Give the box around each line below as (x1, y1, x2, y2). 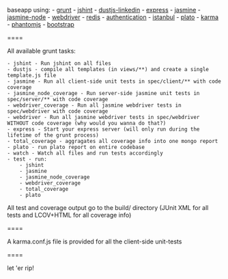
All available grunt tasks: (7, 47, 76, 55)
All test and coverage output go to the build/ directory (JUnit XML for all (7, 204, 209, 211)
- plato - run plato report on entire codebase (7, 144, 145, 150)
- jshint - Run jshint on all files (7, 60, 111, 67)
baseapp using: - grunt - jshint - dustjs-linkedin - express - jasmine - (7, 6, 201, 14)
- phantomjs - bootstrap (7, 21, 75, 28)
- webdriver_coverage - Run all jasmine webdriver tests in (7, 102, 182, 109)
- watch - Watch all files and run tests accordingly (7, 150, 164, 157)
